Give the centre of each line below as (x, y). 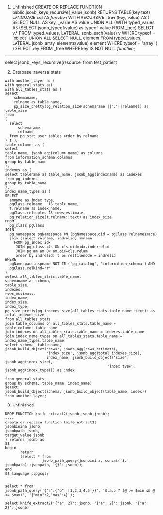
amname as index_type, (32, 200)
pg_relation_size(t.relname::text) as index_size (60, 217)
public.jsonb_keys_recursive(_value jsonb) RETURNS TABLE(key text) (81, 12)
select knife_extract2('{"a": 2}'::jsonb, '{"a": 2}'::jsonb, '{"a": (77, 503)
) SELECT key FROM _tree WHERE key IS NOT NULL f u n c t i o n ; (73, 48)
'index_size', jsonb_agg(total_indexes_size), (94, 353)
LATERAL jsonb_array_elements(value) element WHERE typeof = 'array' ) (85, 43)
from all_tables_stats (28, 319)
